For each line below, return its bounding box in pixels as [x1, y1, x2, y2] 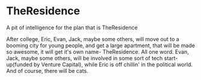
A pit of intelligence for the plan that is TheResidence [6, 24, 138, 31]
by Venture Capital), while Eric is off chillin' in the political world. [33, 61, 193, 68]
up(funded [6, 61, 32, 68]
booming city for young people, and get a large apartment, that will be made [6, 42, 196, 49]
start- [164, 54, 178, 61]
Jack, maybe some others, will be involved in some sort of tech [6, 54, 163, 61]
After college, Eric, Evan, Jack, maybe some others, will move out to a [6, 35, 179, 42]
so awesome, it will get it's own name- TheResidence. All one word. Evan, [6, 48, 190, 55]
